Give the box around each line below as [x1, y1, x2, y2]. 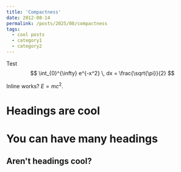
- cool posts [12, 32, 45, 38]
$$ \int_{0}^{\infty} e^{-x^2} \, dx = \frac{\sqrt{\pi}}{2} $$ [30, 69, 175, 77]
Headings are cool [6, 103, 101, 118]
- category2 [12, 43, 43, 50]
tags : [6, 26, 20, 32]
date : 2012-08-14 [6, 15, 51, 21]
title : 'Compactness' [6, 9, 62, 15]
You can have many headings [6, 132, 158, 146]
